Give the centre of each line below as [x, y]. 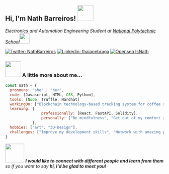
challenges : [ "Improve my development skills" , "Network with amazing [85, 132]
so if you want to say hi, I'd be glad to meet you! [56, 166]
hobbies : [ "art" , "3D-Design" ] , [44, 127]
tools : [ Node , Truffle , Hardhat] [45, 99]
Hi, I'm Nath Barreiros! [41, 19]
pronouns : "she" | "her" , [37, 90]
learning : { [22, 109]
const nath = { [21, 86]
